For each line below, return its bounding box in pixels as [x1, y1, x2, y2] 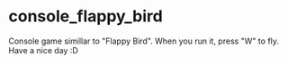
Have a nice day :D [8, 44, 78, 55]
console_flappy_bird [8, 6, 163, 27]
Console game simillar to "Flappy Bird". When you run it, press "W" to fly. [8, 36, 280, 46]
